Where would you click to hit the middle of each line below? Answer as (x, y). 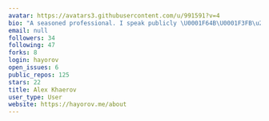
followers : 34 (32, 38)
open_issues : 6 (34, 68)
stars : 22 (25, 82)
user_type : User (35, 97)
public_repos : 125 (39, 75)
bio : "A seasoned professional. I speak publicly (93, 23)
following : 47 (32, 45)
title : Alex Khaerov (43, 90)
